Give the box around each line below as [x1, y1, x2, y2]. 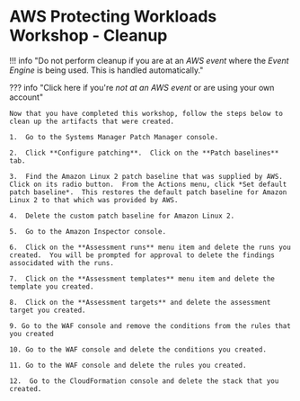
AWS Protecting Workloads [9, 6, 217, 27]
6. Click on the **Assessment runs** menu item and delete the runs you [9, 243, 292, 252]
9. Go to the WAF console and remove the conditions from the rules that [9, 321, 292, 330]
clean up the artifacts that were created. [9, 117, 175, 126]
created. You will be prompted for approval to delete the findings [9, 250, 276, 260]
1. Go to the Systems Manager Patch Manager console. [9, 132, 219, 141]
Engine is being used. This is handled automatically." [9, 65, 204, 76]
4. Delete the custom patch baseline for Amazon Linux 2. [9, 211, 235, 220]
